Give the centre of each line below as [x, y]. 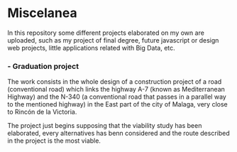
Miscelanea [42, 13]
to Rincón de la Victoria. [42, 112]
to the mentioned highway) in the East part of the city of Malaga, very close [118, 104]
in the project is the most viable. [54, 141]
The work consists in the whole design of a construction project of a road [115, 82]
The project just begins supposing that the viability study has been [105, 126]
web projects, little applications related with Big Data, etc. [91, 48]
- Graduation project [43, 66]
